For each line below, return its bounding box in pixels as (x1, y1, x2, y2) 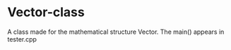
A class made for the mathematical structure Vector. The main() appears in (7, 27, 225, 36)
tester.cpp (7, 35, 37, 43)
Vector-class (7, 4, 85, 20)
